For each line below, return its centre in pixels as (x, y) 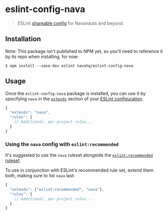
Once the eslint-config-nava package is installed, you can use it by (75, 93)
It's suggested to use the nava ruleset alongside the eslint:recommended (79, 155)
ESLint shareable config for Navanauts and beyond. (71, 23)
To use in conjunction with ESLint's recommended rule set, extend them (79, 170)
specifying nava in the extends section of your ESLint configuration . (74, 99)
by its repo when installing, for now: (42, 56)
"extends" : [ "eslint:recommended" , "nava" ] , (57, 189)
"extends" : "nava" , (30, 113)
